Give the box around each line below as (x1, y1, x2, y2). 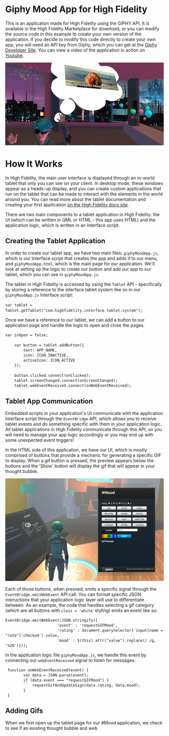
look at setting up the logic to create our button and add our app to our (5, 266, 152, 272)
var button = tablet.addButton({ (14, 343, 84, 348)
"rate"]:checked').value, (5, 633, 59, 638)
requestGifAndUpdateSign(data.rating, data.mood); (32, 682, 141, 688)
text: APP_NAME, (23, 348, 57, 353)
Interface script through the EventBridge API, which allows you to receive (5, 415, 157, 422)
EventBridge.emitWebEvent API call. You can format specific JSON (5, 591, 141, 597)
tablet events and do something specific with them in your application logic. (5, 421, 162, 427)
